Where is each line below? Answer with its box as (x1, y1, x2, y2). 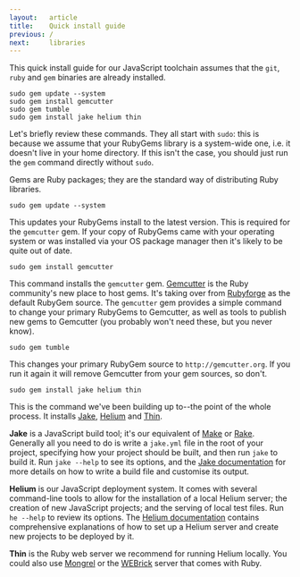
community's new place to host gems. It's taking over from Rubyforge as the (9, 288, 291, 299)
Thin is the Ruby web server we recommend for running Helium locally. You (9, 548, 287, 559)
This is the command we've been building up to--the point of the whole (9, 402, 271, 412)
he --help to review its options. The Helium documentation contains (9, 512, 260, 523)
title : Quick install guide (9, 21, 126, 30)
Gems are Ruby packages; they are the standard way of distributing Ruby (9, 174, 279, 185)
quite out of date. (9, 245, 73, 256)
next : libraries (9, 38, 87, 47)
